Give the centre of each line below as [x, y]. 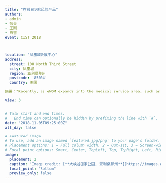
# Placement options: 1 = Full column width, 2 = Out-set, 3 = [72, 146]
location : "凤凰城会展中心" [31, 55]
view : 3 [13, 100]
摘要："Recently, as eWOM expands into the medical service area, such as [83, 91]
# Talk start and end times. [35, 114]
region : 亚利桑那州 [28, 73]
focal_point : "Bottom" [33, 169]
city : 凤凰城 [22, 69]
